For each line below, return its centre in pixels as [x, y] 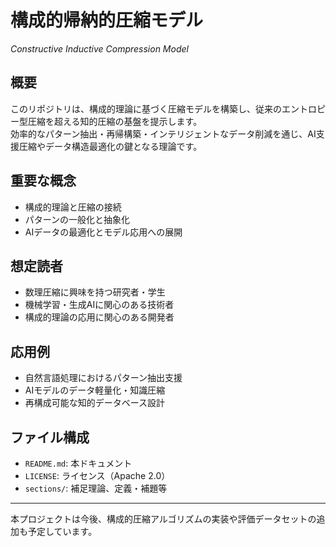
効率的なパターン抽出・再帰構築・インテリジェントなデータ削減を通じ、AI [163, 133]
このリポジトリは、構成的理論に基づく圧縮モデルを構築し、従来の [146, 108]
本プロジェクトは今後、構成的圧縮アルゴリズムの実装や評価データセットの [163, 519]
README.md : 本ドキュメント [78, 463]
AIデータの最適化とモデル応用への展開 [103, 232]
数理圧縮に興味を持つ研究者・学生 [95, 292]
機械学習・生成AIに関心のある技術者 [99, 305]
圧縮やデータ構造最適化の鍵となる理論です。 [110, 146]
